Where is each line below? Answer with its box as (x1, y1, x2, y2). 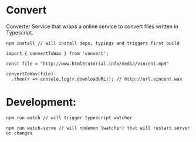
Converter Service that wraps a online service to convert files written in (6, 23, 179, 30)
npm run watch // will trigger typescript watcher (6, 115, 133, 120)
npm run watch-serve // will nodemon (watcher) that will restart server (6, 125, 191, 131)
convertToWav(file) (6, 71, 54, 77)
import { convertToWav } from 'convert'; (6, 50, 109, 56)
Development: (6, 96, 77, 109)
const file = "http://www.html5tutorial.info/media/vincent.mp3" (6, 61, 169, 67)
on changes (6, 130, 33, 136)
